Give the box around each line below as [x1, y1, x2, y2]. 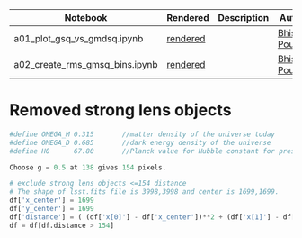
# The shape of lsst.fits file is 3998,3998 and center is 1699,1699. [9, 188, 280, 197]
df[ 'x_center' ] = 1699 [9, 196, 94, 206]
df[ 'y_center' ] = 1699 [9, 205, 94, 214]
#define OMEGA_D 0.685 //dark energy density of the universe [9, 138, 271, 147]
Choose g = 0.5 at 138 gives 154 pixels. [9, 162, 167, 172]
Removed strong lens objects [9, 100, 232, 121]
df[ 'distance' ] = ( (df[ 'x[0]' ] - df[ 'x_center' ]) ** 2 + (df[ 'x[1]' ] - [9, 212, 280, 222]
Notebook [64, 12, 108, 23]
